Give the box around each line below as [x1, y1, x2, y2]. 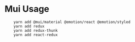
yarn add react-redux [13, 32, 58, 37]
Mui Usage [4, 3, 50, 15]
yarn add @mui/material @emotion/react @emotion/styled [13, 20, 131, 24]
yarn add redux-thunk [13, 28, 58, 33]
